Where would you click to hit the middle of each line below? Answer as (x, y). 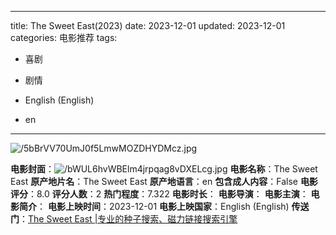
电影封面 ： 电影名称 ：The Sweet (164, 169)
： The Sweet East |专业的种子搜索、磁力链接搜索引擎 (128, 219)
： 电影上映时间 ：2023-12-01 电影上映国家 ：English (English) (163, 206)
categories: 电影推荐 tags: (64, 37)
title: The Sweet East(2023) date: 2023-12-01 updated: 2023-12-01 (148, 25)
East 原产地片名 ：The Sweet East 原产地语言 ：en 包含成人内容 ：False (154, 181)
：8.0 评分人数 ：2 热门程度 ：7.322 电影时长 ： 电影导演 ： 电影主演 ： (168, 194)
